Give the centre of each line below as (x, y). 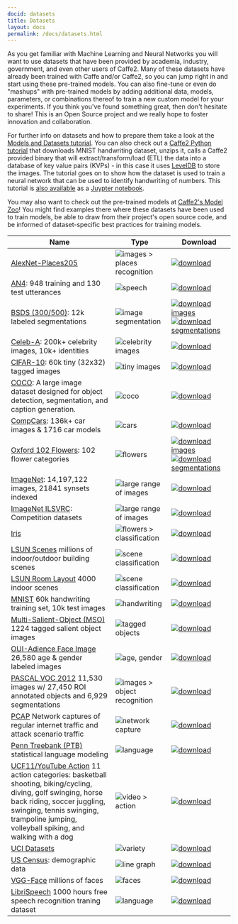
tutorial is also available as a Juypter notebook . (76, 188)
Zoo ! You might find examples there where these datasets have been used (116, 209)
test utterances (36, 292)
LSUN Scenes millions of (52, 549)
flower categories (40, 459)
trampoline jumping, (44, 819)
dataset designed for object (57, 392)
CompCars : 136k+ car (48, 421)
